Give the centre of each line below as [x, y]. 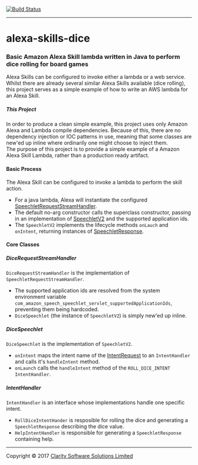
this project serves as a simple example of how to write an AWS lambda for [97, 90]
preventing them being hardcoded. [57, 309]
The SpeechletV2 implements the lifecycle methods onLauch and [91, 225]
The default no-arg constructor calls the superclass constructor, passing [103, 212]
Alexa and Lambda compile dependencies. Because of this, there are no [93, 130]
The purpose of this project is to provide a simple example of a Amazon [93, 149]
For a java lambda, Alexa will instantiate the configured [81, 200]
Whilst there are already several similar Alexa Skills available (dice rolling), [96, 83]
